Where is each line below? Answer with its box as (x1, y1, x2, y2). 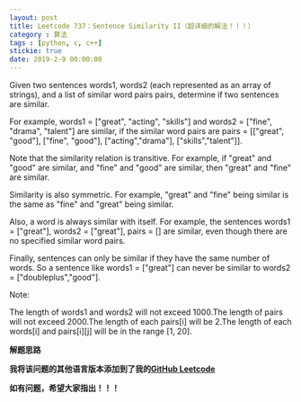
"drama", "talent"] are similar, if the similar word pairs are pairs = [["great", (9, 126, 285, 136)
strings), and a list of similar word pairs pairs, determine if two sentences (9, 89, 279, 100)
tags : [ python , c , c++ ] (9, 38, 102, 48)
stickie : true (9, 47, 63, 56)
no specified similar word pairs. (9, 236, 126, 246)
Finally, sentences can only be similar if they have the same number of (9, 253, 270, 264)
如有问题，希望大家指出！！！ (9, 383, 120, 393)
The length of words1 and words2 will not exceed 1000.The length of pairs (9, 307, 283, 317)
